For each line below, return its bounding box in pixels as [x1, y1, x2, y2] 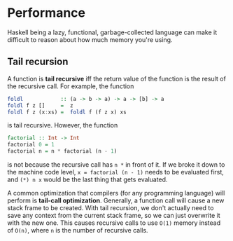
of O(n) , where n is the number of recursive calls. [7, 226, 148, 234]
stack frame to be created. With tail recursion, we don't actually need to [7, 204, 214, 212]
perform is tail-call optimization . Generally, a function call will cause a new [7, 196, 225, 205]
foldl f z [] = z [7, 102, 73, 109]
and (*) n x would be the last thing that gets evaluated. [7, 175, 168, 184]
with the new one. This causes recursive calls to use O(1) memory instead [7, 219, 221, 227]
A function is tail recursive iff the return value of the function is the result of [7, 74, 226, 83]
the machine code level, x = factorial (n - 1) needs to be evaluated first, [7, 168, 224, 176]
